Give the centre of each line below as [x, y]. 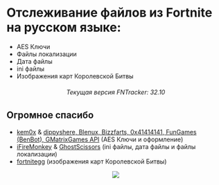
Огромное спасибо [50, 115]
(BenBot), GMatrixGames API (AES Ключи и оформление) [100, 139]
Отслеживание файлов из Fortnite [109, 13]
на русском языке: [64, 27]
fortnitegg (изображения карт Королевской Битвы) [91, 161]
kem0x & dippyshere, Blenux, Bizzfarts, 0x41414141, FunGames [106, 132]
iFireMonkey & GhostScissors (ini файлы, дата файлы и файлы [106, 146]
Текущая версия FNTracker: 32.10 [116, 92]
